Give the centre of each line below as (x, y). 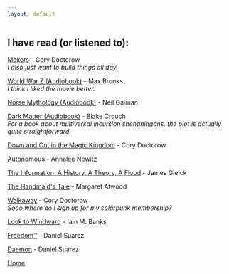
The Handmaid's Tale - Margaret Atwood (67, 186)
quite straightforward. (39, 132)
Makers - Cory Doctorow (44, 60)
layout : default (31, 14)
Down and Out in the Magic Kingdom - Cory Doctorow (87, 145)
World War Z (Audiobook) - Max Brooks (65, 81)
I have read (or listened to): (68, 43)
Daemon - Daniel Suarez (43, 249)
